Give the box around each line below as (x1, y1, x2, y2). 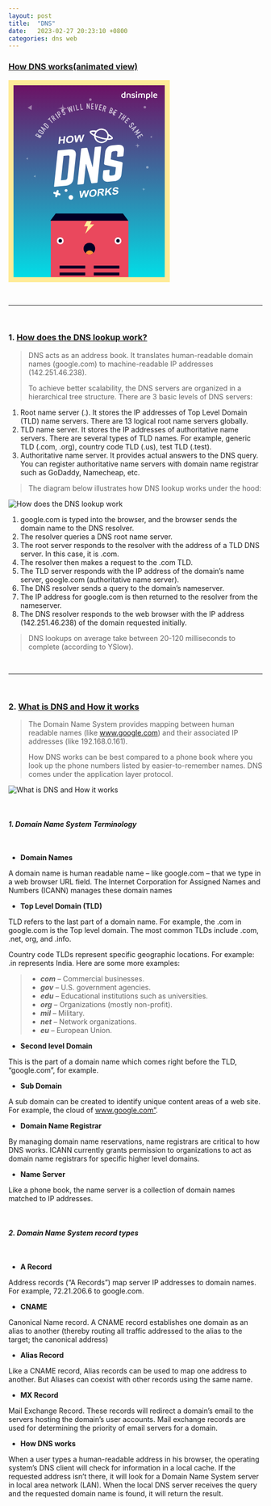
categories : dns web (8, 34, 78, 43)
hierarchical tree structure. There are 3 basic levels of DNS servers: (27, 391, 253, 401)
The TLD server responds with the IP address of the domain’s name (19, 566, 244, 576)
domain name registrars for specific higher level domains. (8, 1154, 200, 1164)
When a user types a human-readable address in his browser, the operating (8, 1454, 260, 1464)
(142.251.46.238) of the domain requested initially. (19, 618, 187, 627)
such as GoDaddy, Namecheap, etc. (19, 467, 140, 477)
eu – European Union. (40, 1026, 113, 1036)
